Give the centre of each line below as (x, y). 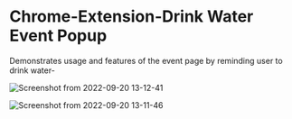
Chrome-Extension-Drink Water (132, 17)
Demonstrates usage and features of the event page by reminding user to (146, 60)
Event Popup (58, 36)
